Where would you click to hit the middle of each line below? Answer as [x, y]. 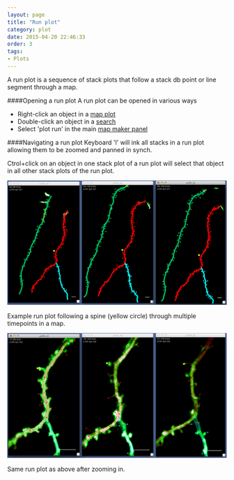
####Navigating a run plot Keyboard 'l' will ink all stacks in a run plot [106, 142]
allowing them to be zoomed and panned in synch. [80, 149]
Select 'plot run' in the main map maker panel [83, 128]
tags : [15, 52]
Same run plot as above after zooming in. [66, 469]
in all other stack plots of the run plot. [61, 170]
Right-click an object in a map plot [67, 114]
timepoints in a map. [36, 324]
